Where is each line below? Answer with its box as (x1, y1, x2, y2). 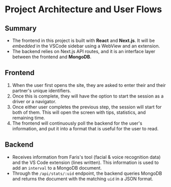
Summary (5, 24, 37, 33)
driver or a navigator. (12, 98, 57, 104)
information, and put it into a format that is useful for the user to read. (12, 125, 159, 131)
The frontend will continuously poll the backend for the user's (12, 120, 143, 126)
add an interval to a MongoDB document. (12, 165, 102, 171)
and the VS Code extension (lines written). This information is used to (12, 159, 159, 166)
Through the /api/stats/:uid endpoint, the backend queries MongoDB (12, 170, 162, 176)
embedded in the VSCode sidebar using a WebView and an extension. (12, 43, 160, 49)
